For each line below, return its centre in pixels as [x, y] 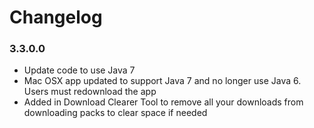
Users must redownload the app [90, 92]
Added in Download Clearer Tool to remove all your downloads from [163, 102]
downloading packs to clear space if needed [115, 113]
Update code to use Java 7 [79, 70]
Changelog [56, 17]
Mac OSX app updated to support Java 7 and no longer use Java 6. [162, 81]
